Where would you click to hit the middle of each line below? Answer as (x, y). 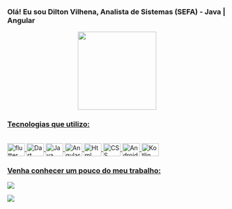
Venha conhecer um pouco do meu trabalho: (84, 170)
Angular (21, 20)
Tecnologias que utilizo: (49, 124)
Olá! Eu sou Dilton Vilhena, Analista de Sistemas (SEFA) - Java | (116, 12)
